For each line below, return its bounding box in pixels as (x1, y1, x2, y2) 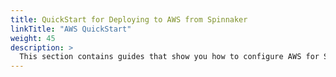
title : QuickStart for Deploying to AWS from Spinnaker (10, 14, 248, 25)
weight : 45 (10, 33, 56, 43)
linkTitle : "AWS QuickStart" (10, 24, 132, 34)
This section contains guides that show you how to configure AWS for (19, 52, 320, 62)
